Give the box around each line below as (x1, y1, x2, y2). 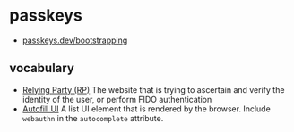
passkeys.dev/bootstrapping (22, 35, 128, 45)
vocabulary (9, 61, 74, 76)
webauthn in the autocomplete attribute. (22, 112, 164, 123)
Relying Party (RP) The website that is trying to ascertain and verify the (22, 84, 285, 95)
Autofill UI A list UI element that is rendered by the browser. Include (22, 103, 271, 114)
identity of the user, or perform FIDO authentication (22, 94, 212, 104)
